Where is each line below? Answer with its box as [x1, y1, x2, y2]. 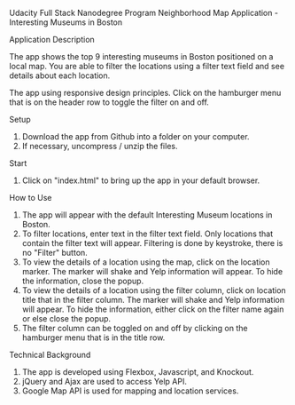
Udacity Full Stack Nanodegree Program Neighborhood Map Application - [9, 8, 279, 18]
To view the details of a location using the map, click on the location [21, 257, 270, 267]
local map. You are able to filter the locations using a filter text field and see [9, 61, 285, 71]
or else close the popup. [21, 314, 112, 323]
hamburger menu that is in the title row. [21, 332, 166, 343]
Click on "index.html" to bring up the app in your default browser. [21, 175, 260, 186]
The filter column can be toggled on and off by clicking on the [21, 323, 248, 333]
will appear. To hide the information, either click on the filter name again [21, 304, 284, 314]
